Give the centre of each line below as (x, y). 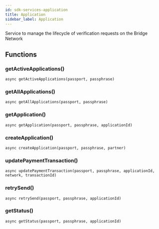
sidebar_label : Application (34, 19)
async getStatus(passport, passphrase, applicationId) (63, 221)
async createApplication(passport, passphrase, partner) (66, 148)
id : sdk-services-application (37, 10)
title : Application (25, 15)
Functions (21, 54)
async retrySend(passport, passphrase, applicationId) (63, 198)
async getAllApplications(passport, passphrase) (57, 102)
